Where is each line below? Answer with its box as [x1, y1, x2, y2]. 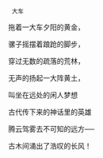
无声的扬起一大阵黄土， [8, 73, 85, 82]
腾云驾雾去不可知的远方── [8, 124, 95, 133]
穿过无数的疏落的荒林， [8, 57, 85, 65]
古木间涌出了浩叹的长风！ [8, 141, 92, 150]
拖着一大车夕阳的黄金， [8, 22, 85, 32]
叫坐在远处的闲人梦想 [8, 90, 78, 100]
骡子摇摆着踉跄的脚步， [8, 39, 85, 49]
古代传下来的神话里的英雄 [8, 107, 92, 117]
